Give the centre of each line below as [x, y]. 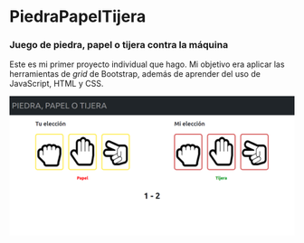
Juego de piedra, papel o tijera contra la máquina [119, 45]
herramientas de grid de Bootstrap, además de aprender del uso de [135, 74]
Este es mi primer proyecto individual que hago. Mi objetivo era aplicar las [147, 64]
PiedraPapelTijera [78, 17]
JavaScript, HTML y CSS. [57, 84]
